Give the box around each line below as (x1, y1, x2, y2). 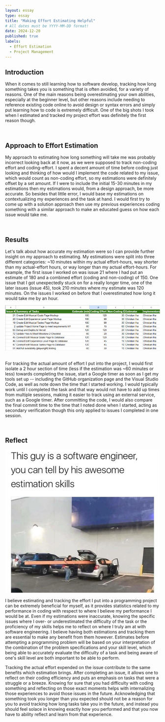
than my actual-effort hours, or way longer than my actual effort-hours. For (5, 264, 157, 270)
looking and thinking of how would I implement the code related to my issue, (5, 170, 160, 176)
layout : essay (5, 8, 34, 13)
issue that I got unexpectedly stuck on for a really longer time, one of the (5, 280, 152, 286)
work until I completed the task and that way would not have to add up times (5, 386, 160, 392)
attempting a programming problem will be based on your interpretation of (5, 639, 156, 645)
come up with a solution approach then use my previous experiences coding (5, 201, 160, 207)
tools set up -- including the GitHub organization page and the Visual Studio (5, 376, 159, 382)
